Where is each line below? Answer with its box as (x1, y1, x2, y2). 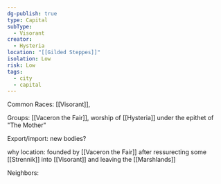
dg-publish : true (7, 10, 58, 17)
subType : (7, 23, 33, 30)
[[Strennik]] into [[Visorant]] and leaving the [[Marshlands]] (7, 156, 176, 164)
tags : (7, 68, 23, 75)
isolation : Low (7, 56, 51, 62)
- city (13, 74, 33, 82)
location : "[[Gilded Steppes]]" (7, 49, 100, 56)
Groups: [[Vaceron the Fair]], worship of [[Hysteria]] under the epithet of (7, 114, 214, 122)
